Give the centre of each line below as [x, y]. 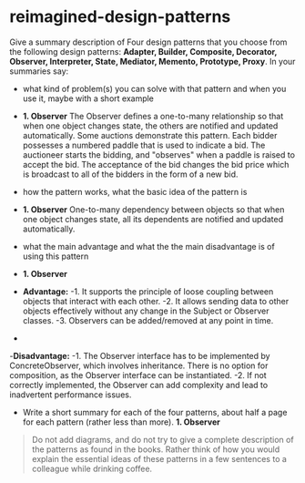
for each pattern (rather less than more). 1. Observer [121, 422]
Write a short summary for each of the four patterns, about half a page [155, 412]
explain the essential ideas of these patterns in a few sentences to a [159, 458]
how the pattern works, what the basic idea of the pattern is [135, 191]
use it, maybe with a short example [88, 98]
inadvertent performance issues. [71, 395]
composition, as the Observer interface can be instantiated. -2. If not [138, 375]
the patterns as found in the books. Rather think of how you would [156, 449]
